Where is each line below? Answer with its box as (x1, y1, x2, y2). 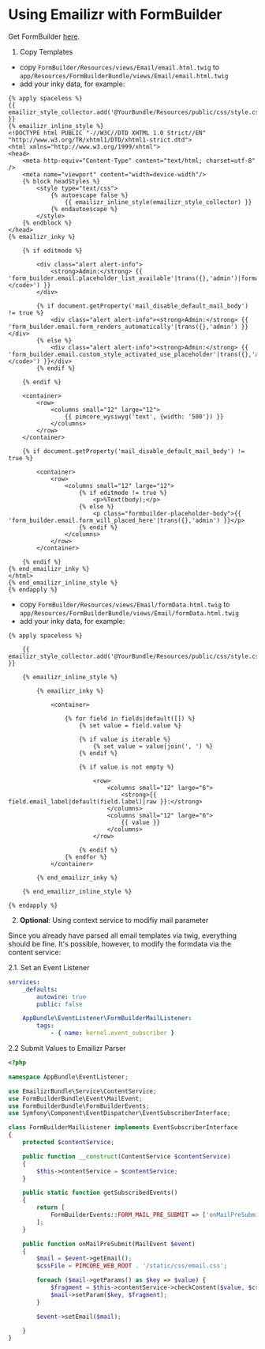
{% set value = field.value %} (78, 721, 181, 729)
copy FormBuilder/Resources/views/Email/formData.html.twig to (19, 599, 230, 609)
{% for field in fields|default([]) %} (64, 714, 196, 723)
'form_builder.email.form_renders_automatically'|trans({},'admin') (8, 323, 238, 331)
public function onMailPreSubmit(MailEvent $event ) (22, 1240, 196, 1248)
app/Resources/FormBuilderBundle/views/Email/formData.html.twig (19, 609, 239, 618)
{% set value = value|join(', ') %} (92, 742, 214, 750)
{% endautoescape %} (50, 205, 118, 213)
